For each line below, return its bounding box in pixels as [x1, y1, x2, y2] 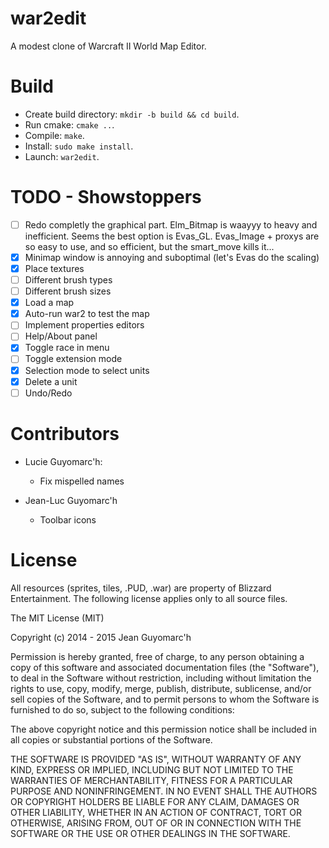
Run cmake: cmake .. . [24, 118, 115, 131]
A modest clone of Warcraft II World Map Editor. [10, 40, 207, 52]
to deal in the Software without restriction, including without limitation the [10, 672, 312, 684]
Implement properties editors [24, 319, 145, 331]
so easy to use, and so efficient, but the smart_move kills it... [24, 240, 275, 252]
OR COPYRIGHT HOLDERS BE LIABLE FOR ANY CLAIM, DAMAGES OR [10, 795, 300, 807]
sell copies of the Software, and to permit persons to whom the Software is [10, 693, 320, 705]
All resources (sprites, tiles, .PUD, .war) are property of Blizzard [10, 582, 272, 594]
